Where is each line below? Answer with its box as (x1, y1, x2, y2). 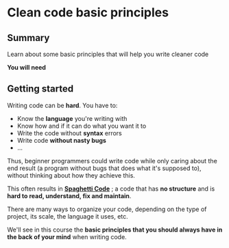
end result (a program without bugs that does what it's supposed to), (7, 164, 202, 172)
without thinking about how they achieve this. (7, 171, 136, 179)
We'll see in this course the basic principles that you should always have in (7, 225, 223, 234)
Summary (7, 32, 50, 44)
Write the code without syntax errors (16, 128, 122, 137)
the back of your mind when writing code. (7, 232, 127, 240)
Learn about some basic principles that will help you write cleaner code (7, 50, 209, 58)
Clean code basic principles (7, 5, 169, 20)
